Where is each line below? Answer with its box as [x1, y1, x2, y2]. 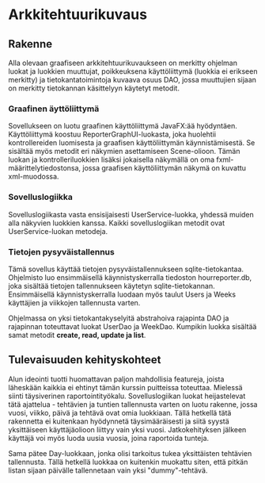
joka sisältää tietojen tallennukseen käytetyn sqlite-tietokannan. [8, 281, 215, 290]
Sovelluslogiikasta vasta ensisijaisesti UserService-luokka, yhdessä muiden [8, 209, 255, 219]
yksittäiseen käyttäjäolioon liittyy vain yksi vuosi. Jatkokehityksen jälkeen [8, 424, 247, 434]
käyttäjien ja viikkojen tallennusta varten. [8, 297, 141, 307]
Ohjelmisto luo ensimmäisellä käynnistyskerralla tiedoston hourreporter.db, [8, 272, 252, 282]
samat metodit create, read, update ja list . [8, 330, 146, 339]
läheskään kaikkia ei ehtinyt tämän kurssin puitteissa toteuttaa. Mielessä [8, 382, 243, 392]
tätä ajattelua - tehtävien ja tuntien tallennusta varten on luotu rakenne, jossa [8, 399, 258, 409]
